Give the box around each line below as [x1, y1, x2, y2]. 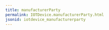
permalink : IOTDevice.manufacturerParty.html [5, 12, 104, 17]
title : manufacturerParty [5, 7, 60, 13]
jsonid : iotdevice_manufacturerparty [5, 17, 86, 22]
